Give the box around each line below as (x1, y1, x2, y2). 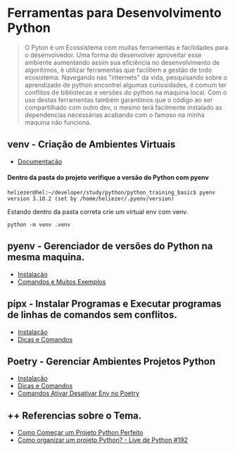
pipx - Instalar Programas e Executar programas (7, 298, 222, 310)
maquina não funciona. (24, 118, 91, 126)
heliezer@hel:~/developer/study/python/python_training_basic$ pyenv (7, 189, 216, 196)
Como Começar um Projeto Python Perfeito (17, 428, 144, 437)
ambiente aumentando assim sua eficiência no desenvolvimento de (24, 58, 220, 66)
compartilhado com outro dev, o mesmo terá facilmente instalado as (24, 103, 223, 111)
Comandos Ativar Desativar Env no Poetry (17, 389, 139, 397)
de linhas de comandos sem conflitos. (7, 309, 178, 321)
